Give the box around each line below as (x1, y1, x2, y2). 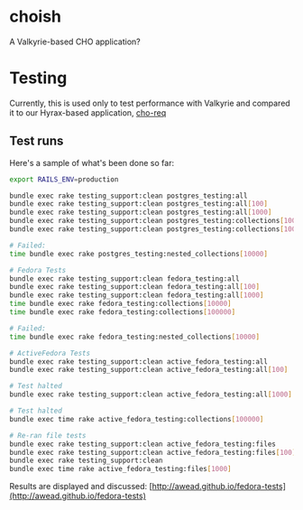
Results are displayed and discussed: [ (9, 481, 153, 492)
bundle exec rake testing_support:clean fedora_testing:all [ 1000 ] (9, 291, 264, 300)
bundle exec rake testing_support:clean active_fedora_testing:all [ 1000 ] (9, 390, 293, 399)
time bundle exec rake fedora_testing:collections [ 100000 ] (9, 308, 236, 317)
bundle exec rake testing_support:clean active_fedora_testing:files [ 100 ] (9, 448, 297, 457)
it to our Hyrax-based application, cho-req (9, 107, 167, 118)
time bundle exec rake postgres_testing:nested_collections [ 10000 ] (9, 249, 269, 258)
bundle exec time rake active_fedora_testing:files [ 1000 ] (9, 465, 232, 474)
